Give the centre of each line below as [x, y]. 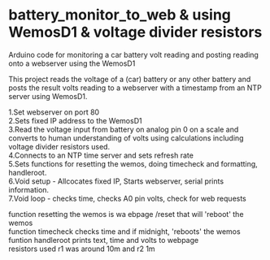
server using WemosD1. [48, 96]
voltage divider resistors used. [59, 146]
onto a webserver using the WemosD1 [72, 63]
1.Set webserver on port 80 [54, 112]
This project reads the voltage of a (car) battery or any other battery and [130, 79]
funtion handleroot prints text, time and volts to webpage [104, 240]
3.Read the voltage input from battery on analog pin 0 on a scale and [124, 129]
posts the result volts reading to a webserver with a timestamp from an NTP [135, 88]
